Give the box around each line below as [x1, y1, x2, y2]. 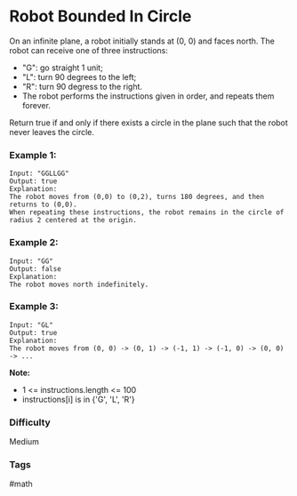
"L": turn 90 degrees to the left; [21, 71, 137, 82]
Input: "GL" [9, 320, 53, 330]
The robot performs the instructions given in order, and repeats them [21, 91, 275, 101]
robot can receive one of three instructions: [9, 44, 169, 55]
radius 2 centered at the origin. [9, 216, 138, 225]
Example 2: [9, 236, 59, 249]
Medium [9, 436, 40, 447]
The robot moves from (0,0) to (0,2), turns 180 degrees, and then [9, 193, 265, 202]
